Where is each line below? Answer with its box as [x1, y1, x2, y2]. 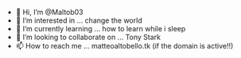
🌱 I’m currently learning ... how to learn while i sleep [15, 24, 186, 33]
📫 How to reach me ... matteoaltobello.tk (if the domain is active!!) [15, 42, 234, 50]
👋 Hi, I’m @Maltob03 [15, 8, 84, 16]
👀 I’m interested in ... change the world [15, 16, 142, 25]
